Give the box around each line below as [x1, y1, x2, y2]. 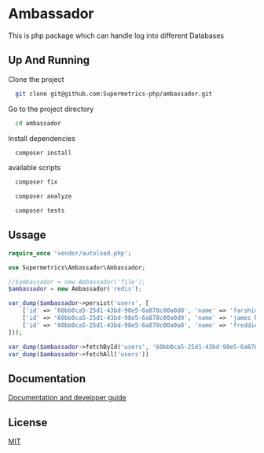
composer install [15, 149, 72, 157]
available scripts [8, 163, 61, 173]
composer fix [15, 178, 58, 186]
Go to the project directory [8, 104, 94, 113]
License [8, 415, 48, 429]
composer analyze [15, 192, 72, 201]
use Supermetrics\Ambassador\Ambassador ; [8, 263, 146, 272]
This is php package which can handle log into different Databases [8, 31, 225, 40]
